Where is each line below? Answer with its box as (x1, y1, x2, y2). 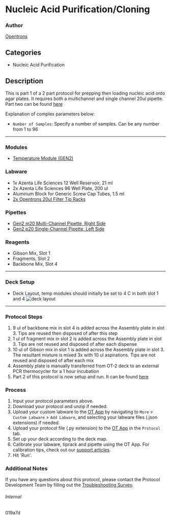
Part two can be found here (5, 101, 63, 107)
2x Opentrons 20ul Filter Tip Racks (12, 196, 86, 202)
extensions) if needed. (12, 420, 60, 426)
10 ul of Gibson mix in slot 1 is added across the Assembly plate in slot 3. (12, 346, 165, 352)
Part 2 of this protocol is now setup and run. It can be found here (12, 373, 149, 380)
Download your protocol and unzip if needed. (12, 404, 108, 410)
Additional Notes (5, 465, 48, 472)
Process (5, 386, 26, 393)
